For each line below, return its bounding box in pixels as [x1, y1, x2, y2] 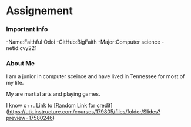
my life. [6, 79, 24, 86]
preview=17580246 [6, 114, 53, 121]
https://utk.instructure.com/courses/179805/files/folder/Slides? [8, 108, 160, 115]
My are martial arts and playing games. [6, 90, 101, 98]
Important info [6, 25, 48, 34]
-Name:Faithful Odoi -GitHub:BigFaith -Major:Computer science [6, 38, 160, 45]
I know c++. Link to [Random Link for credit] [6, 102, 113, 109]
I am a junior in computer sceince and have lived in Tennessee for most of [6, 72, 185, 80]
